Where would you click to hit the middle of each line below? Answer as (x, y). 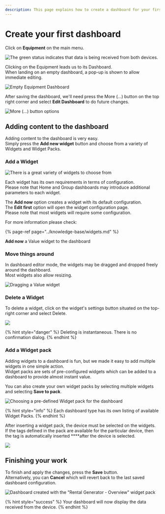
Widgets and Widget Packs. (33, 149)
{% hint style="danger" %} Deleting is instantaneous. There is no (71, 332)
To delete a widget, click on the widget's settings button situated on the (77, 308)
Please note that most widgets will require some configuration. (68, 212)
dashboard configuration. (31, 483)
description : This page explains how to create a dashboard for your (78, 10)
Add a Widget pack (28, 350)
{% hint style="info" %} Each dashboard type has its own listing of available (82, 411)
